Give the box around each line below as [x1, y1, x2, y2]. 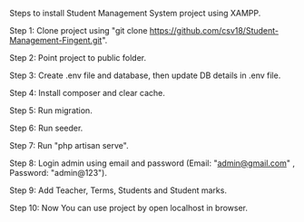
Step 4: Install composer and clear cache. [9, 88, 166, 98]
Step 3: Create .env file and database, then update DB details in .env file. [9, 70, 281, 81]
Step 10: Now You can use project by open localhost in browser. [9, 203, 248, 213]
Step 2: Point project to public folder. [9, 53, 147, 63]
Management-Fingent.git [9, 35, 103, 45]
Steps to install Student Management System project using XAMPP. [9, 8, 261, 18]
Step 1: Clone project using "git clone [9, 25, 148, 35]
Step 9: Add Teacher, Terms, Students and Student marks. [9, 185, 227, 196]
